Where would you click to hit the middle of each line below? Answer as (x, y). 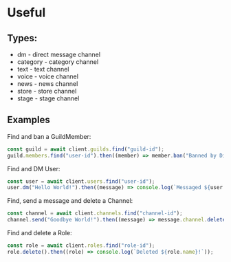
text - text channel (43, 69)
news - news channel (47, 84)
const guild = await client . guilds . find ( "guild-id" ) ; (86, 149)
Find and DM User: (34, 168)
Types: (22, 38)
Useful (26, 13)
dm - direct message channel (59, 54)
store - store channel (47, 91)
